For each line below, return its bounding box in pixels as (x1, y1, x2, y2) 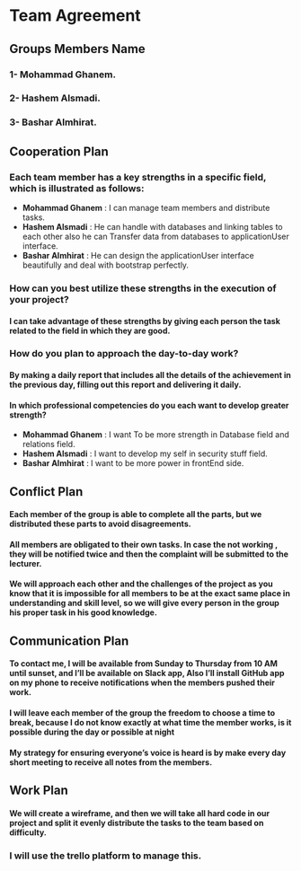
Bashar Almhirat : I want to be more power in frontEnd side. (22, 458, 244, 469)
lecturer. (9, 558, 42, 568)
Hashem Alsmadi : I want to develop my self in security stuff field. (22, 448, 268, 459)
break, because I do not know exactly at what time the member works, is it (9, 717, 292, 728)
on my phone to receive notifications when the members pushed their (9, 677, 276, 688)
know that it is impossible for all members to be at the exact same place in (9, 588, 290, 599)
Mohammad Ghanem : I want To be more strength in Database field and (22, 429, 290, 440)
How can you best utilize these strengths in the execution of (9, 282, 277, 295)
